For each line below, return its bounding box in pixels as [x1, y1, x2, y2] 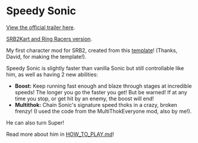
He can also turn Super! [6, 119, 64, 126]
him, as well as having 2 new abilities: [6, 71, 98, 78]
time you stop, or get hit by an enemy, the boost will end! [14, 95, 155, 102]
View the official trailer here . [6, 24, 76, 31]
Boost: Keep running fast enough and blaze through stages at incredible [14, 82, 192, 90]
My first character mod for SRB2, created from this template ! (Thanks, [6, 46, 178, 54]
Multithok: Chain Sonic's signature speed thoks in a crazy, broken [14, 101, 177, 108]
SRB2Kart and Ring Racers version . [6, 35, 92, 42]
